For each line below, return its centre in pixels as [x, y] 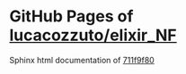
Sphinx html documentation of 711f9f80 [82, 60]
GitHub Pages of [71, 16]
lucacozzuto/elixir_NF [93, 35]
